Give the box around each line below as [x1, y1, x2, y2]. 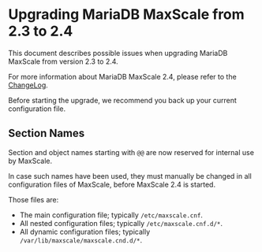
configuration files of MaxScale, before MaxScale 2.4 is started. [8, 180, 215, 189]
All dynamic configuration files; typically [19, 227, 151, 236]
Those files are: [8, 195, 59, 204]
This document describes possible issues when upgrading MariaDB [8, 48, 228, 57]
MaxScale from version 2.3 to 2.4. [8, 57, 118, 66]
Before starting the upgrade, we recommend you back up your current [8, 95, 237, 105]
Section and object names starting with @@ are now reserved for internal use [8, 147, 255, 157]
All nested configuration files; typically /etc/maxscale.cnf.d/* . [19, 218, 223, 228]
